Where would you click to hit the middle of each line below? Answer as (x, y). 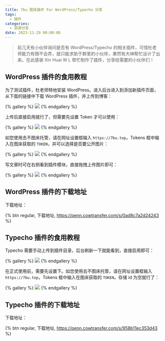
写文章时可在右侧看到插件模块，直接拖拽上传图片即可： (61, 165)
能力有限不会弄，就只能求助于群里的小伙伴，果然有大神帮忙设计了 (89, 54)
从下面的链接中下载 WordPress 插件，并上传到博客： (59, 96)
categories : (17, 24)
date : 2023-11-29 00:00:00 (33, 33)
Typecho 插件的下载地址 (42, 305)
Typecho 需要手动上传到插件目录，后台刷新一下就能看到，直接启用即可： (80, 250)
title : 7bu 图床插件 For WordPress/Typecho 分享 (54, 10)
